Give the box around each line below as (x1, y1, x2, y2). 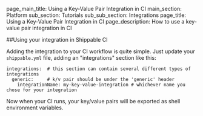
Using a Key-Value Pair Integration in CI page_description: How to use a (6, 18, 185, 25)
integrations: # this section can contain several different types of (6, 66, 191, 72)
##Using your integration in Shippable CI (6, 36, 108, 43)
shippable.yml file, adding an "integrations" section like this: (6, 54, 156, 61)
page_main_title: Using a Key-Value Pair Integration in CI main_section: (6, 5, 182, 12)
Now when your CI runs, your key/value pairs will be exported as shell (6, 98, 181, 105)
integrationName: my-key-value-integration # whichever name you (17, 82, 186, 88)
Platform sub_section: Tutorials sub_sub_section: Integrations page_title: (6, 11, 187, 19)
